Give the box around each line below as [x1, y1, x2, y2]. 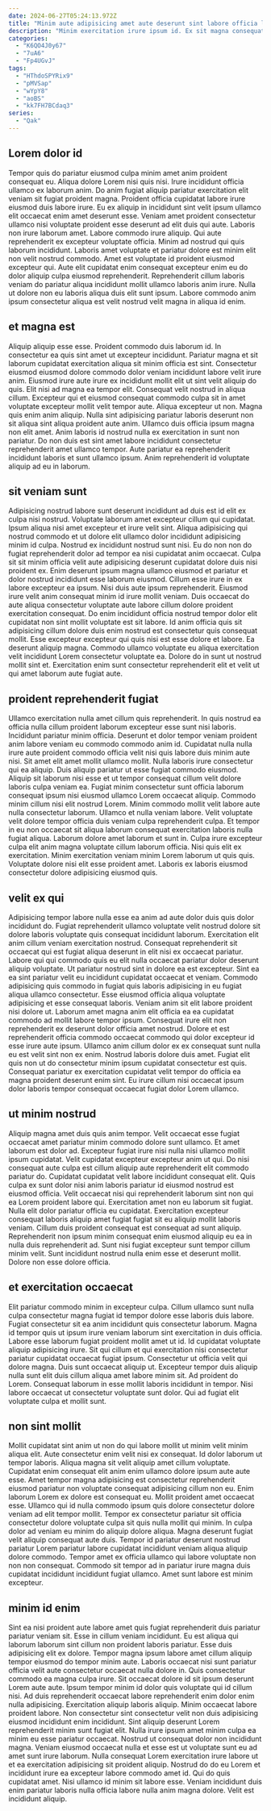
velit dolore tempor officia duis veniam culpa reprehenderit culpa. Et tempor [8, 816, 260, 826]
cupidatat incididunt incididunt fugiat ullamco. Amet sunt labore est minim [8, 1569, 253, 1579]
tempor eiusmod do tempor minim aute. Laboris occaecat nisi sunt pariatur [8, 1657, 256, 1667]
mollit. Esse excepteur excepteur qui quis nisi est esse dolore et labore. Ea [8, 635, 256, 644]
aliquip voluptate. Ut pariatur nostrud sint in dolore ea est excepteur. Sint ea [8, 964, 260, 973]
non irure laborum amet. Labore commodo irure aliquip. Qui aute [8, 227, 222, 238]
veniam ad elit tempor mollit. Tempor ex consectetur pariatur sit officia [8, 1509, 242, 1519]
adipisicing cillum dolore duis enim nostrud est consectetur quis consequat [8, 626, 258, 635]
